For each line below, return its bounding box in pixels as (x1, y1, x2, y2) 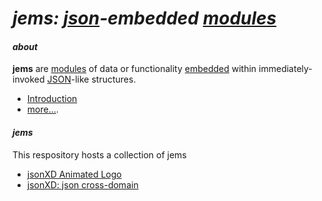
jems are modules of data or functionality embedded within (12, 63, 257, 75)
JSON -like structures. (46, 73, 137, 86)
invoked (12, 73, 45, 86)
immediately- (258, 63, 313, 75)
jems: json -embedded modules (12, 7, 277, 30)
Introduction (26, 93, 78, 105)
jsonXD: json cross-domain (26, 178, 139, 191)
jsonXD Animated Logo (26, 168, 122, 180)
